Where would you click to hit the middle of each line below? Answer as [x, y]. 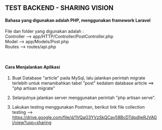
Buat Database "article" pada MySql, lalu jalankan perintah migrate [79, 78]
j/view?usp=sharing [32, 122]
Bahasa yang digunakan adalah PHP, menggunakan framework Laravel [78, 20]
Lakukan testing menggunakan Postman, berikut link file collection [78, 107]
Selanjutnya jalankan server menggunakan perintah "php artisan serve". [84, 97]
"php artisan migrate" [33, 88]
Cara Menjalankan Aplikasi [33, 67]
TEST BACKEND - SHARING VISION [59, 8]
